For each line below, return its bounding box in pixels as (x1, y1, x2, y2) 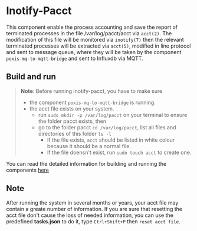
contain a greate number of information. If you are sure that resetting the (6, 205, 183, 212)
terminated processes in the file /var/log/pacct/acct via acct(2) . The (6, 29, 172, 36)
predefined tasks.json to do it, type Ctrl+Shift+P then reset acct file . (6, 217, 181, 225)
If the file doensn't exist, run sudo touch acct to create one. (47, 149, 192, 156)
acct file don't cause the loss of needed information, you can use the (6, 212, 174, 219)
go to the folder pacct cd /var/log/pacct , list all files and (38, 123, 176, 130)
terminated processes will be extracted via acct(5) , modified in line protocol (6, 42, 191, 49)
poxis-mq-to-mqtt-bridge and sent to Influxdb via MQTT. (6, 55, 143, 62)
